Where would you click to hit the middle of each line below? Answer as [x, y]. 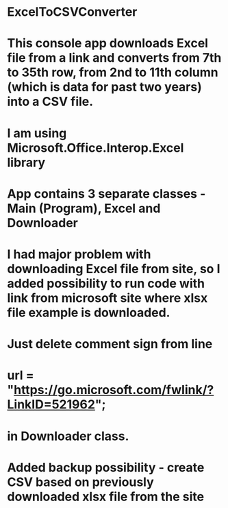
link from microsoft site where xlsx [107, 298]
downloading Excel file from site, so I [114, 269]
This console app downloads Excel [108, 44]
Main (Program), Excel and [84, 208]
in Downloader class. [68, 436]
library [26, 162]
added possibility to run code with [106, 283]
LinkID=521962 [51, 405]
